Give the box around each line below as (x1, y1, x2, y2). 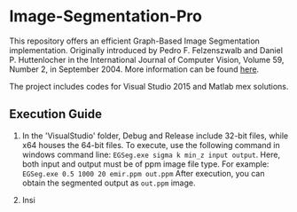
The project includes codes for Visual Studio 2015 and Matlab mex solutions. (9, 81, 289, 91)
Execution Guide (9, 106, 103, 122)
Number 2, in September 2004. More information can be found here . (9, 64, 260, 75)
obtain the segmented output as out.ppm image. (21, 177, 196, 188)
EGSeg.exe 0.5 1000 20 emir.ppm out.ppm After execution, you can (21, 168, 265, 178)
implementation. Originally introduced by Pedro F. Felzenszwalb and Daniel (9, 44, 284, 55)
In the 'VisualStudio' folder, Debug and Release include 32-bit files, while (21, 130, 289, 141)
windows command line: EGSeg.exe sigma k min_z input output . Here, (21, 149, 281, 160)
